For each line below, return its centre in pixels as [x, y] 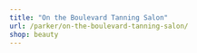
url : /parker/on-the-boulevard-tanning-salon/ [99, 26]
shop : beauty [34, 34]
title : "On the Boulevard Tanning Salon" [89, 18]
